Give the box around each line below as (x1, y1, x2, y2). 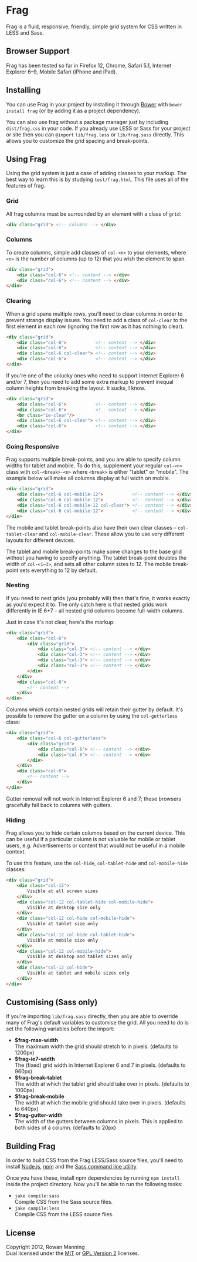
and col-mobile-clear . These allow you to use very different (39, 530, 185, 537)
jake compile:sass (14, 1193, 60, 1199)
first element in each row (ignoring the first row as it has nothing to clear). (6, 323, 184, 330)
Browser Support (6, 46, 70, 56)
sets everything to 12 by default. (19, 567, 97, 574)
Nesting (6, 581, 29, 590)
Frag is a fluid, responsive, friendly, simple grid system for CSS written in (6, 23, 182, 30)
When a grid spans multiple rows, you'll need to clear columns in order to (6, 310, 183, 317)
